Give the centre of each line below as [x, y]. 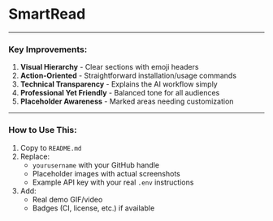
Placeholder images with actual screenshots [106, 173]
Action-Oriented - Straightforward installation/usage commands [128, 76]
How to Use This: [43, 130]
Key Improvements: [48, 49]
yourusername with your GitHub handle [96, 165]
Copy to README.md [51, 147]
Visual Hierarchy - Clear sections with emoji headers [109, 67]
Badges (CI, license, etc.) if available [93, 208]
